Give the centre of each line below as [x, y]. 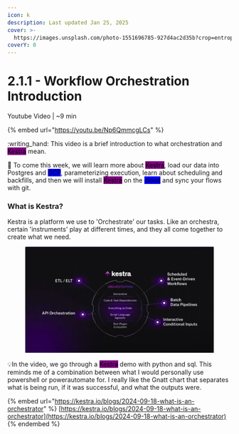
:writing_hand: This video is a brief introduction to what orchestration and [115, 144]
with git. [19, 188]
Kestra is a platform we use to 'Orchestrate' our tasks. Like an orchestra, [113, 222]
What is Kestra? [36, 206]
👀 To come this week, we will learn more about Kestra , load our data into [113, 165]
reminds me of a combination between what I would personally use [106, 372]
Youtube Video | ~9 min [42, 116]
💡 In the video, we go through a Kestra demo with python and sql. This [110, 364]
